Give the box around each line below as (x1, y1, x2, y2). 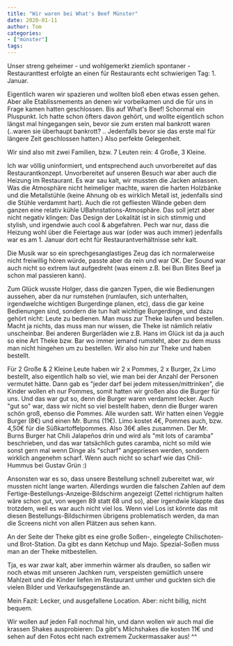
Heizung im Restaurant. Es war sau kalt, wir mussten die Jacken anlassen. (7, 176, 220, 185)
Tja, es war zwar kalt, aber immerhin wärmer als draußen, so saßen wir (7, 561, 211, 569)
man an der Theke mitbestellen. (7, 548, 98, 555)
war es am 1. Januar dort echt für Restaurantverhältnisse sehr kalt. (7, 236, 198, 244)
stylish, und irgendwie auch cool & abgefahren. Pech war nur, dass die (7, 221, 209, 229)
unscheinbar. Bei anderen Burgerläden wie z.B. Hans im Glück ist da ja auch (7, 329, 225, 337)
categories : (7, 29, 42, 37)
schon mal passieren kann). (7, 271, 87, 279)
